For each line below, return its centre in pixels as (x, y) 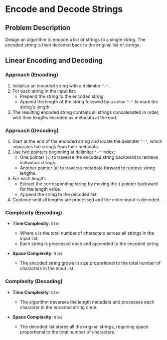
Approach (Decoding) (32, 130)
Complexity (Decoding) (34, 282)
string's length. (35, 107)
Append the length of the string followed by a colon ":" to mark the (89, 101)
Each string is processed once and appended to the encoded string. (90, 244)
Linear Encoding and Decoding (54, 61)
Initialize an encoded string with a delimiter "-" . (61, 85)
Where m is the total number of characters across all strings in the (87, 233)
